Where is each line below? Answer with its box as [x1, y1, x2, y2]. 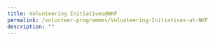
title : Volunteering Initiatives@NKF [7, 10, 118, 17]
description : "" [7, 23, 55, 30]
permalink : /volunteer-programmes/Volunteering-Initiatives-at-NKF [7, 17, 209, 24]
